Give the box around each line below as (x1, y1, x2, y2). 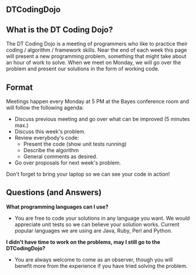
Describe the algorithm (23, 147, 79, 154)
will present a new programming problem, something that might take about (6, 53, 187, 60)
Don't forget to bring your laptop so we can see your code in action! (6, 170, 170, 178)
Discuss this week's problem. (14, 128, 86, 135)
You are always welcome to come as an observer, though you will (14, 256, 173, 263)
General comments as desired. (23, 153, 98, 160)
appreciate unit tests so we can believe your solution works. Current (14, 220, 180, 228)
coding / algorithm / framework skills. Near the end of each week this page (6, 46, 187, 53)
